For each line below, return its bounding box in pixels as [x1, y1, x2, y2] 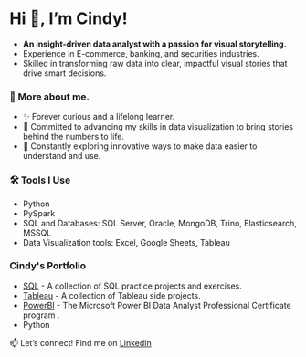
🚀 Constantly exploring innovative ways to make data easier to [22, 141, 258, 152]
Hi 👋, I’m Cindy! [9, 8, 128, 29]
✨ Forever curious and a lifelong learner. [22, 111, 175, 122]
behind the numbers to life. [22, 131, 125, 142]
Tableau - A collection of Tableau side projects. [22, 289, 201, 300]
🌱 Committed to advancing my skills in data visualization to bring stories [22, 121, 294, 132]
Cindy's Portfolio [9, 259, 87, 272]
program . [22, 310, 60, 320]
